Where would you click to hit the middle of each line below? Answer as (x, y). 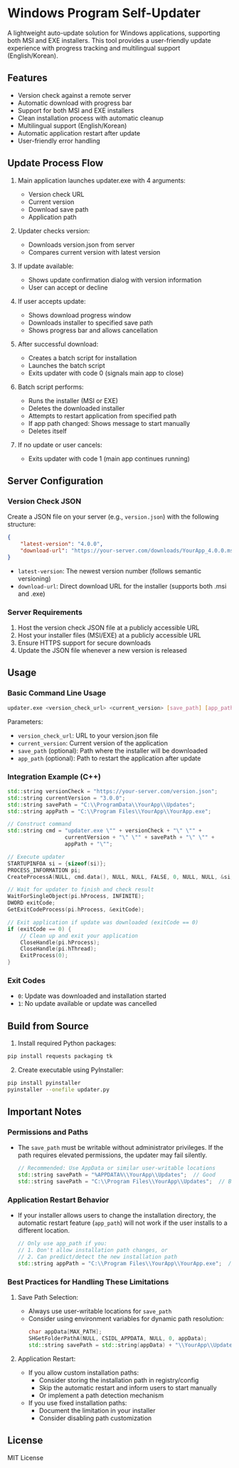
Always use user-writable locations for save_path (100, 1311)
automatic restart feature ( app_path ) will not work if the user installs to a (122, 1223)
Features (27, 78)
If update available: (46, 266)
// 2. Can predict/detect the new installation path (97, 1257)
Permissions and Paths (48, 1132)
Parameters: (25, 721)
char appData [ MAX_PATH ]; (65, 1332)
